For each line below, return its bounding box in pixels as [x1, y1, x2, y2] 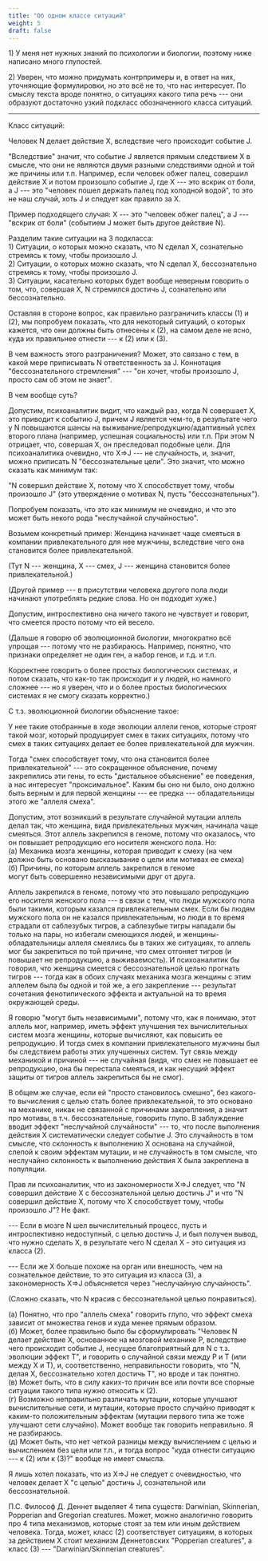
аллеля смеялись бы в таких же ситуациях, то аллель [67, 938, 251, 947]
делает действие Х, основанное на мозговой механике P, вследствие [8, 1335, 247, 1345]
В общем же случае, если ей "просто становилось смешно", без [8, 1088, 229, 1098]
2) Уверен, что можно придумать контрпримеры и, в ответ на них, [8, 73, 235, 82]
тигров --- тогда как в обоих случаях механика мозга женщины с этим [8, 972, 251, 982]
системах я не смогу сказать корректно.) [8, 691, 151, 701]
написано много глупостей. [8, 57, 102, 66]
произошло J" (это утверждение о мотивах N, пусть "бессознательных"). [8, 489, 260, 499]
